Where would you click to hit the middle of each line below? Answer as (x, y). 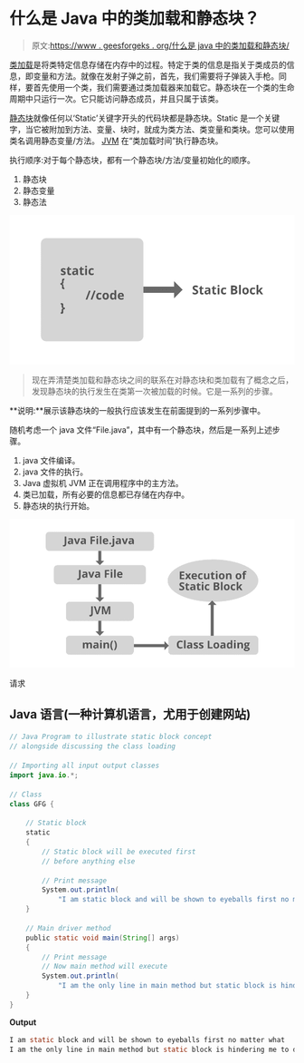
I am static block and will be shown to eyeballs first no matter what (147, 1039)
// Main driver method (68, 928)
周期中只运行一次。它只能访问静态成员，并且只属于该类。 (116, 98)
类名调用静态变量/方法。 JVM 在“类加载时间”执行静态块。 (116, 141)
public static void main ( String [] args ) (103, 938)
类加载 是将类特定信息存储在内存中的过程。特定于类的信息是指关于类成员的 (148, 64)
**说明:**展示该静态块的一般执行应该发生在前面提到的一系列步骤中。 (138, 410)
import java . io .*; (44, 775)
